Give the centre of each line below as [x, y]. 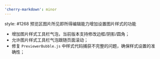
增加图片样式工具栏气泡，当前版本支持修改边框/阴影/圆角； [70, 34]
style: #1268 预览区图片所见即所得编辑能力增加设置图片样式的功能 [71, 24]
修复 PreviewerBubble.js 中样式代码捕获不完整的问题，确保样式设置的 [81, 46]
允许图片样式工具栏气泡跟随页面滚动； [50, 40]
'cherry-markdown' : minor [31, 9]
